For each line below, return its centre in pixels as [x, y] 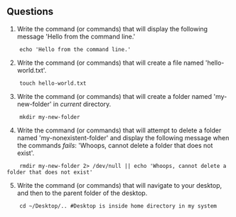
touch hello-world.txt [53, 83]
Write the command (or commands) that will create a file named [110, 63]
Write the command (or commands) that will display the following [112, 28]
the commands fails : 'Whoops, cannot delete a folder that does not [115, 145]
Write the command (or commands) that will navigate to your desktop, [119, 185]
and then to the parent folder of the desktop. [82, 193]
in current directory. [82, 104]
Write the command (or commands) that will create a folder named [114, 96]
